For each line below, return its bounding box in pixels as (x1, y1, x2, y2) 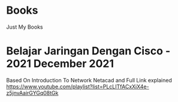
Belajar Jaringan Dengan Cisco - (6, 44, 171, 58)
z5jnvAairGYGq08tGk (6, 89, 59, 96)
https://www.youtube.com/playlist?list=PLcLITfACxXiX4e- (6, 83, 149, 90)
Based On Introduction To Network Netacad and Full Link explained (6, 76, 173, 84)
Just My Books (6, 23, 43, 30)
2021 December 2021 (6, 57, 114, 70)
